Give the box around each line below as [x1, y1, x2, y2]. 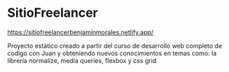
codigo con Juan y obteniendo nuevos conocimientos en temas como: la [7, 49, 217, 57]
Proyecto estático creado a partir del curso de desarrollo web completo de [7, 41, 223, 50]
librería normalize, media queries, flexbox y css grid [7, 56, 157, 64]
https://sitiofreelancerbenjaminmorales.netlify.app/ [7, 28, 154, 36]
